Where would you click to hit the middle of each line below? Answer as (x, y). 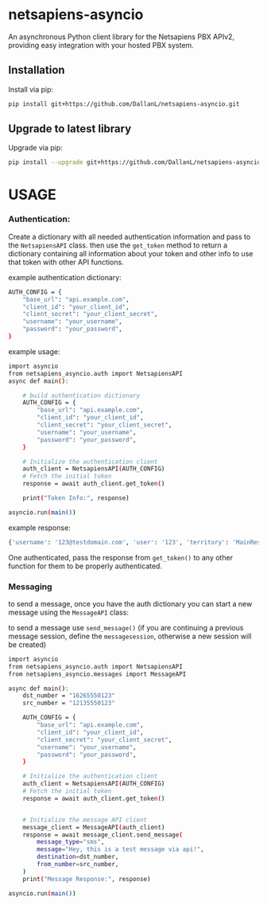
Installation (37, 70)
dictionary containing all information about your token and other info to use (131, 253)
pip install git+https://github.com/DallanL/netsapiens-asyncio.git (124, 104)
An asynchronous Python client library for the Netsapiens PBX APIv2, (122, 37)
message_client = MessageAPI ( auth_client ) (94, 827)
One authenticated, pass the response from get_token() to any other (120, 557)
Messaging (31, 587)
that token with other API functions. (66, 262)
